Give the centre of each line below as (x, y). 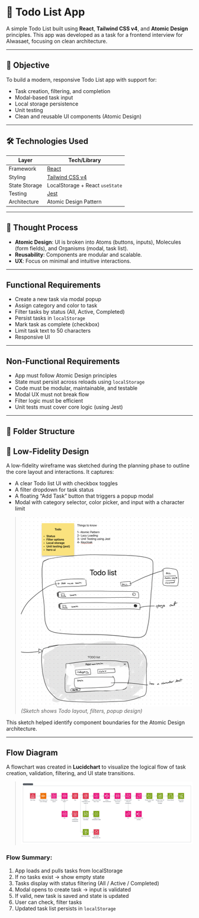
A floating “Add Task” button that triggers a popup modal (84, 496)
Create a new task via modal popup (58, 299)
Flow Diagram (32, 753)
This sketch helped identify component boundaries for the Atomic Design (96, 722)
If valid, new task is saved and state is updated (72, 895)
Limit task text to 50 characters (52, 331)
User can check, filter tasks (48, 902)
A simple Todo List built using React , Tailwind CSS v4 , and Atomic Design (97, 28)
